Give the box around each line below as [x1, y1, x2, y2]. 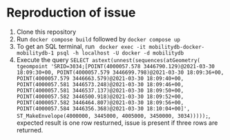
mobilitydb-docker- [148, 43, 205, 50]
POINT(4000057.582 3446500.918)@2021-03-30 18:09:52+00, [16, 93, 184, 100]
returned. [16, 126, 44, 134]
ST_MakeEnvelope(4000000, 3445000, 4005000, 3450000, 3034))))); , [16, 111, 211, 119]
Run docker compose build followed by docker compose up [16, 34, 181, 43]
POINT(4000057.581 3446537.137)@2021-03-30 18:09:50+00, [16, 87, 184, 94]
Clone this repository [16, 28, 77, 36]
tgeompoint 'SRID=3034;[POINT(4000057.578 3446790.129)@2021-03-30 [16, 63, 215, 70]
